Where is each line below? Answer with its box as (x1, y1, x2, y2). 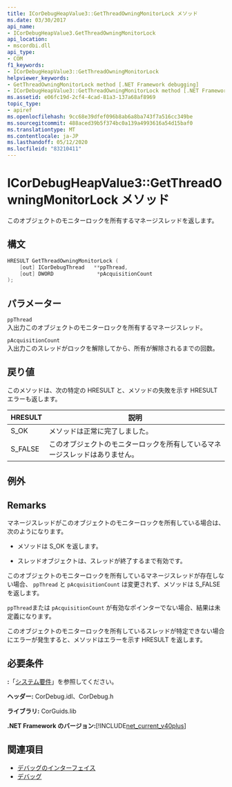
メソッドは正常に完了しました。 (48, 426, 153, 436)
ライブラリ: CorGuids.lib (7, 707, 77, 715)
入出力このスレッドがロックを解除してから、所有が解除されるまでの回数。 (7, 344, 219, 353)
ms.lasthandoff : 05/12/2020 (7, 139, 88, 146)
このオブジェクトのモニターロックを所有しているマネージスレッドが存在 (7, 572, 213, 580)
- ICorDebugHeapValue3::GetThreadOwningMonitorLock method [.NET (7, 87, 199, 94)
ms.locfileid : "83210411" (7, 145, 81, 152)
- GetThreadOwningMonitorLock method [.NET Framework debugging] (7, 81, 199, 88)
